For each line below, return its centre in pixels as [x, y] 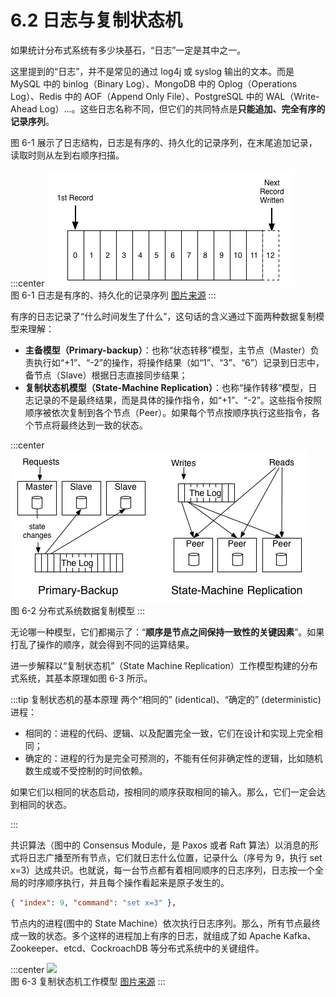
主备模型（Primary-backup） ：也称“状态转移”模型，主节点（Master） [167, 350]
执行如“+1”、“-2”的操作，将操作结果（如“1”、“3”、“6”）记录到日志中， [179, 362]
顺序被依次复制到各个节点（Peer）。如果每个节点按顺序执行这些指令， [168, 412]
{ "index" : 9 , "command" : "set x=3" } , [93, 902]
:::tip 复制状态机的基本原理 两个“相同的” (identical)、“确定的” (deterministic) [166, 699]
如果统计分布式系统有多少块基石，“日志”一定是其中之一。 [128, 50]
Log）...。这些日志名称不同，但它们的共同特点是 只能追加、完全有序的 [182, 108]
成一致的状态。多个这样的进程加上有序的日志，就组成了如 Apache [146, 935]
